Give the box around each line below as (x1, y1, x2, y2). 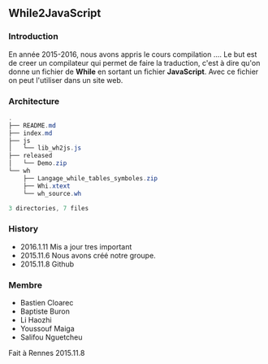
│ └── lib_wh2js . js (8, 144, 82, 153)
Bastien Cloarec (19, 298, 74, 308)
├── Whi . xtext (23, 182, 71, 190)
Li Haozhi (19, 315, 52, 325)
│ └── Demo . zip (8, 159, 67, 167)
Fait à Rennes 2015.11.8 (8, 349, 85, 358)
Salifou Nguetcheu (19, 332, 83, 342)
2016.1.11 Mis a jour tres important (19, 241, 132, 251)
